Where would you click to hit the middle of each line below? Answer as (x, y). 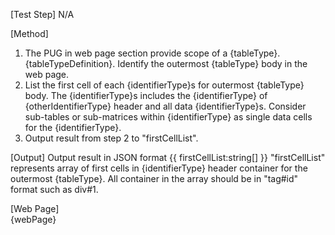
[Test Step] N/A (42, 14)
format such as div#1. (54, 189)
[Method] (29, 33)
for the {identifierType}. (73, 127)
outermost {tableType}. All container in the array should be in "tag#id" (154, 178)
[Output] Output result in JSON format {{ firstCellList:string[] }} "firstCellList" (168, 157)
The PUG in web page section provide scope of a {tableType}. (152, 53)
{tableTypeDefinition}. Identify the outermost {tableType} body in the (166, 63)
